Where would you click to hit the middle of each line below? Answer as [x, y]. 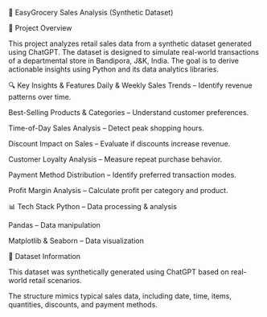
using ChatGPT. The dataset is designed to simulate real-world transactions [134, 52]
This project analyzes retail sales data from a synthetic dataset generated [130, 43]
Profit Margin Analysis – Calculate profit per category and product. [118, 190]
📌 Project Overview [40, 28]
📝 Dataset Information [45, 256]
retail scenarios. [55, 280]
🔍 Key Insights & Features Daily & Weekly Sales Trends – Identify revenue [130, 85]
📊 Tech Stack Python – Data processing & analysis [92, 206]
